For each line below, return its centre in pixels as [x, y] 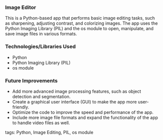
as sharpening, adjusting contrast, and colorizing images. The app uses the [81, 23]
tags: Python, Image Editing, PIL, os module [49, 132]
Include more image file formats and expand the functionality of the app [85, 117]
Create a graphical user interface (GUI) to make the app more [74, 102]
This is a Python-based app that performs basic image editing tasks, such [80, 18]
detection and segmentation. [41, 96]
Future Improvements [32, 80]
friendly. [21, 107]
